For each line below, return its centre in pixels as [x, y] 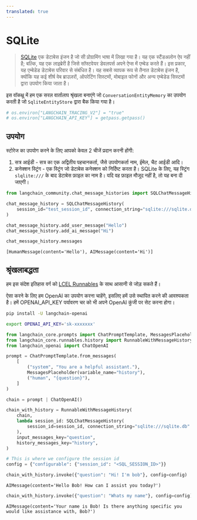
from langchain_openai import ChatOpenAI [57, 346]
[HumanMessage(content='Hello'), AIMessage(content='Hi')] [80, 252]
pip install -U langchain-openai [47, 314]
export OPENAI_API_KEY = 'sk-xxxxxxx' [51, 324]
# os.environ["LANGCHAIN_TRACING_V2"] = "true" [65, 113]
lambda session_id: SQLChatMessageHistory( [71, 421]
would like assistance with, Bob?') [51, 511]
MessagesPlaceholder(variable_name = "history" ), [86, 373]
